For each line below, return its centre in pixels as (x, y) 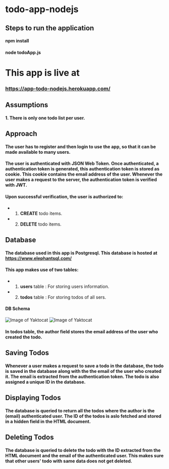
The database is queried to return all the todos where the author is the (80, 410)
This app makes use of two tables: (42, 270)
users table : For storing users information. (65, 286)
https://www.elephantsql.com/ (39, 258)
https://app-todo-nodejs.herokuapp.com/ (58, 89)
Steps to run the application (50, 28)
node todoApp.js (23, 52)
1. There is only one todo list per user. (45, 118)
